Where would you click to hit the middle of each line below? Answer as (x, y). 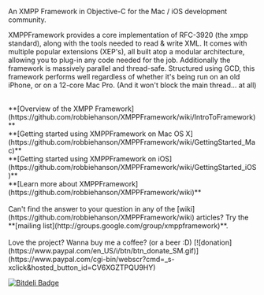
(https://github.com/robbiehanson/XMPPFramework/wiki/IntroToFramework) (132, 117)
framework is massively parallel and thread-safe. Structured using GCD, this (132, 68)
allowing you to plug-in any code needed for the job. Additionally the (119, 60)
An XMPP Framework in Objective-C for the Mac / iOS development (118, 11)
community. (27, 20)
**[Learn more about (43, 184)
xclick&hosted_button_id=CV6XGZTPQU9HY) (82, 267)
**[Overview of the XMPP (51, 109)
